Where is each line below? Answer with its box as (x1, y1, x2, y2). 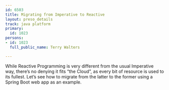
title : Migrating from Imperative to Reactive (5, 12, 105, 17)
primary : (5, 26, 24, 31)
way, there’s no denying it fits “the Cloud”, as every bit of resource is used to (5, 68, 164, 74)
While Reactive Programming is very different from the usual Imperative (5, 63, 154, 69)
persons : (5, 36, 24, 41)
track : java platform (5, 21, 51, 27)
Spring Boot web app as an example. (5, 79, 82, 85)
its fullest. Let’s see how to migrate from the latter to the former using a (5, 73, 153, 79)
